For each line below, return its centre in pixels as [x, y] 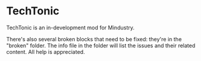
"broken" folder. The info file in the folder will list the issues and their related [101, 45]
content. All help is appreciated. [46, 51]
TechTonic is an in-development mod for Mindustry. [70, 28]
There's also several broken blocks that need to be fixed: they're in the [94, 39]
